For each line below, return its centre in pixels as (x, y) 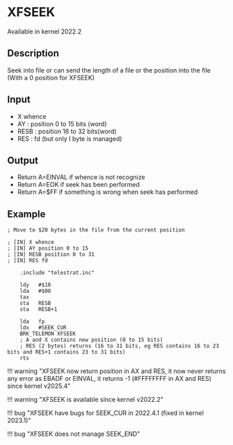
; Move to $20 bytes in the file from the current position (96, 230)
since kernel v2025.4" (39, 386)
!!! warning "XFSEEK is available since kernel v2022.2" (85, 400)
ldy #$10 (35, 285)
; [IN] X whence (31, 242)
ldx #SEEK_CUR (43, 328)
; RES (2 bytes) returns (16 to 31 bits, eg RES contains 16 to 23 (119, 346)
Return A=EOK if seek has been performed (79, 185)
